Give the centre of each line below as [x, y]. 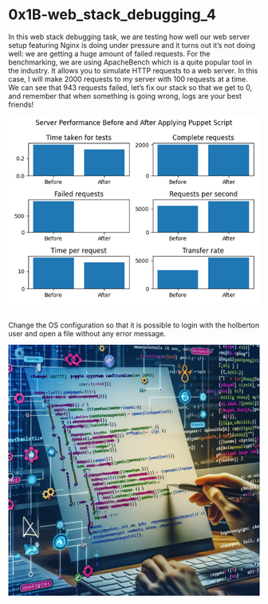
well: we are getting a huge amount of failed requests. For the [109, 53]
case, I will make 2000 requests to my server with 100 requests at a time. [128, 79]
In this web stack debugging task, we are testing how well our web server [129, 37]
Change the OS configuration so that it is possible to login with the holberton [134, 325]
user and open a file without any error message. [87, 333]
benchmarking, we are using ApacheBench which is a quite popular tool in [130, 62]
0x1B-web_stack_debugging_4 [112, 15]
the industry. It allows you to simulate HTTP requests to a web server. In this [133, 70]
